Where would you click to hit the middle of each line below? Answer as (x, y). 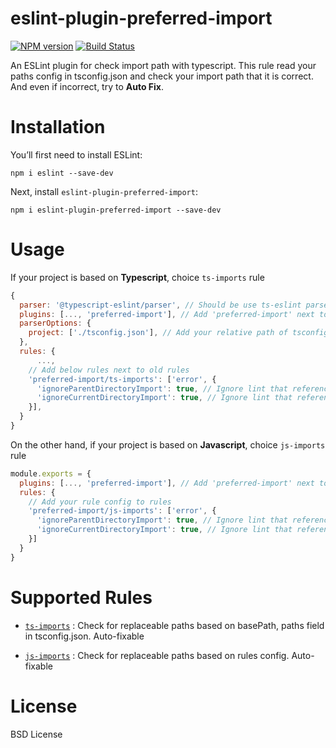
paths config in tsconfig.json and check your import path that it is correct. (162, 76)
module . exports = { (51, 473)
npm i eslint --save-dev (62, 173)
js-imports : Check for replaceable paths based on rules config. (157, 655)
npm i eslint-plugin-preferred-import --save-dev (116, 210)
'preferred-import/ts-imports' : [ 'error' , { (122, 379)
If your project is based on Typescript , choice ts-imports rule (137, 277)
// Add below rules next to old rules (109, 370)
